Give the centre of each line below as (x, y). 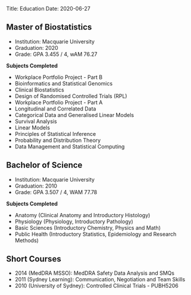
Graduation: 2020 (36, 47)
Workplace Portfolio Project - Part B (59, 77)
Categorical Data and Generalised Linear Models (74, 115)
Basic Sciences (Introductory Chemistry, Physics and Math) (88, 227)
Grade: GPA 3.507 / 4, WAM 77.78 (56, 192)
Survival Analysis (36, 121)
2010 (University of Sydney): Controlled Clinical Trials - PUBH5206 (96, 286)
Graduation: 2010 (36, 186)
